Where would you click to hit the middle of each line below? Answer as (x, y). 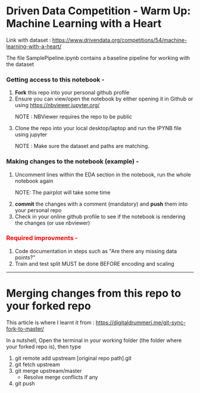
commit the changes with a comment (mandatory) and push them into (101, 204)
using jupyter (31, 134)
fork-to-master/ (25, 329)
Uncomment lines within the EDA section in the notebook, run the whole (103, 174)
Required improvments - (42, 238)
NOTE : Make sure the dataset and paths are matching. (82, 146)
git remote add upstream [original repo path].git (73, 358)
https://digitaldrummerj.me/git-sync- (141, 322)
